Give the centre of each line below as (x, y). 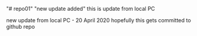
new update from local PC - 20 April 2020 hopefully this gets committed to (98, 20)
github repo (20, 27)
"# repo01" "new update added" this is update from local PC (80, 9)
